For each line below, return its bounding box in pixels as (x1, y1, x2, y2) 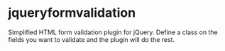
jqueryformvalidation (8, 5, 136, 21)
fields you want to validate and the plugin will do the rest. (8, 35, 175, 43)
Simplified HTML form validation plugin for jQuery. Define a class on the (8, 28, 219, 36)
